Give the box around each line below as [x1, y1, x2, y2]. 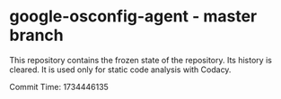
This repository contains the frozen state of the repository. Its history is [9, 54, 272, 65]
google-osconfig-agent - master [9, 6, 258, 27]
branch [9, 25, 65, 45]
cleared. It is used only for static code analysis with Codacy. [9, 64, 232, 75]
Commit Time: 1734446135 [9, 81, 110, 92]
